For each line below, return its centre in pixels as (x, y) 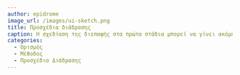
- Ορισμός (28, 47)
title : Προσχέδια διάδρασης (49, 27)
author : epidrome (33, 14)
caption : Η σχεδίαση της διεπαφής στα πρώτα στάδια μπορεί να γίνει (111, 34)
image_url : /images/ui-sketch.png (59, 21)
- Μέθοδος (28, 54)
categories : (25, 41)
